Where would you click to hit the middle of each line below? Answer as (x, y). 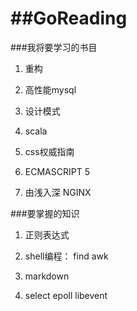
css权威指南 (49, 151)
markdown (47, 276)
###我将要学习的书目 (54, 47)
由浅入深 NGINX (58, 192)
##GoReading (69, 18)
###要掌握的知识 (45, 213)
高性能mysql (50, 89)
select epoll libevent (66, 295)
